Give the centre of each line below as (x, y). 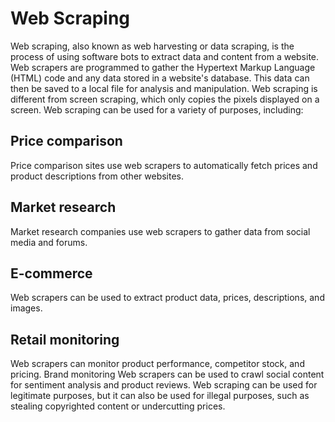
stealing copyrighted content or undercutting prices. (118, 406)
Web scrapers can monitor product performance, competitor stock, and (157, 364)
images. (26, 308)
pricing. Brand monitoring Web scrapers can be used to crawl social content (167, 374)
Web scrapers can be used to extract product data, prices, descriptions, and (167, 298)
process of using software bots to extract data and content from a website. (165, 56)
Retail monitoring (65, 339)
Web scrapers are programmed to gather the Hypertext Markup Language (163, 67)
